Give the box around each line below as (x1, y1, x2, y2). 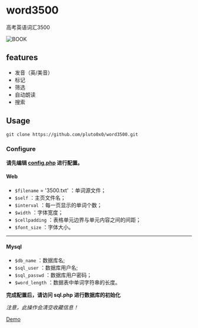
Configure (6, 145, 36, 153)
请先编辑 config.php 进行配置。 (6, 159, 83, 166)
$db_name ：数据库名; (14, 257, 65, 264)
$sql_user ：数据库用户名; (14, 264, 78, 271)
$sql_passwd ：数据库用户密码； (14, 271, 93, 279)
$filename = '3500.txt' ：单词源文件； (14, 187, 107, 194)
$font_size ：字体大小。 (14, 224, 74, 231)
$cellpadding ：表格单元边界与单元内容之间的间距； (14, 216, 141, 224)
